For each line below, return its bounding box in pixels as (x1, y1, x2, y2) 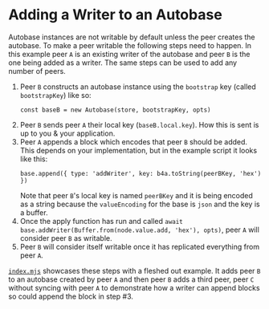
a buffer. (19, 207, 48, 218)
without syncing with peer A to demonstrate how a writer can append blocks (8, 283, 260, 292)
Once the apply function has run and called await (19, 216, 183, 226)
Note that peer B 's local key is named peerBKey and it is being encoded (19, 190, 253, 200)
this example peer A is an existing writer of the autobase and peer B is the (8, 49, 251, 59)
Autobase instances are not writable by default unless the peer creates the (8, 32, 255, 42)
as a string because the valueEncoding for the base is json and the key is (19, 199, 260, 209)
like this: (19, 154, 48, 164)
